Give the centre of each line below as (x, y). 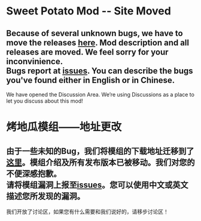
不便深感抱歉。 (34, 173)
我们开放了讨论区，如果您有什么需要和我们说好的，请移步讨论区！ (87, 212)
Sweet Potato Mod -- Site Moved (89, 11)
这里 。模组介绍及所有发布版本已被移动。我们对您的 (100, 162)
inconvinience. (35, 61)
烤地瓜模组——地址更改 (64, 127)
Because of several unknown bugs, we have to (95, 33)
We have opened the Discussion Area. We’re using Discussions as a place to (100, 95)
